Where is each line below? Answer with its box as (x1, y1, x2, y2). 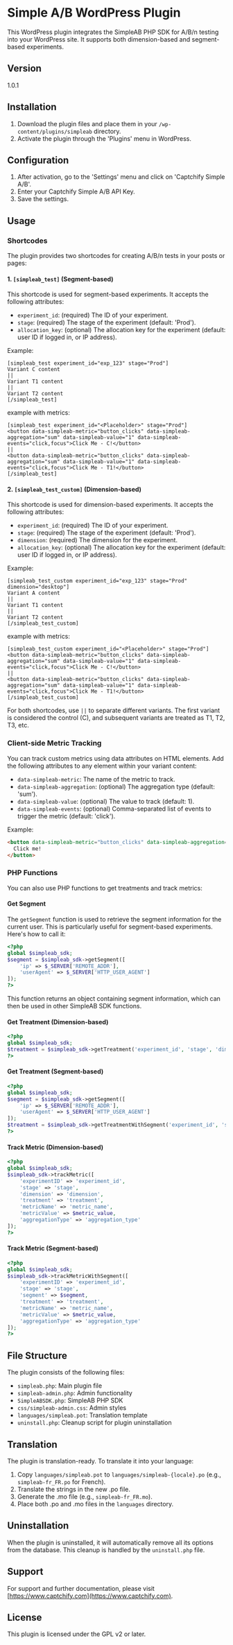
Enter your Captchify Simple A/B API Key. (17, 187, 135, 196)
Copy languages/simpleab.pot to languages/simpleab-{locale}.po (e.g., (17, 1470, 222, 1479)
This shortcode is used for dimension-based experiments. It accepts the (7, 501, 214, 509)
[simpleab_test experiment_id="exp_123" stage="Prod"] (7, 360, 169, 367)
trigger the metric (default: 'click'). (17, 811, 116, 820)
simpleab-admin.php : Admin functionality (17, 1389, 133, 1397)
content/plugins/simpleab (17, 128, 92, 135)
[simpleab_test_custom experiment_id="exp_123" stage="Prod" (7, 578, 188, 585)
